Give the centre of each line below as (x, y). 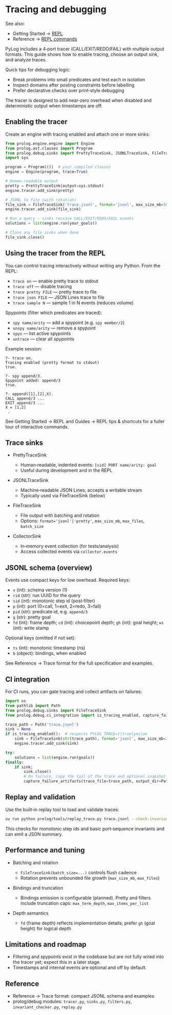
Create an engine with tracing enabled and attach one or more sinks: (78, 134)
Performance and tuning (45, 850)
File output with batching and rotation (60, 516)
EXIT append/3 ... (25, 403)
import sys (17, 158)
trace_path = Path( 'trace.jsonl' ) (42, 724)
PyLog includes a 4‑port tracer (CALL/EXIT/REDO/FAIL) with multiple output (85, 49)
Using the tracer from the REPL (56, 253)
